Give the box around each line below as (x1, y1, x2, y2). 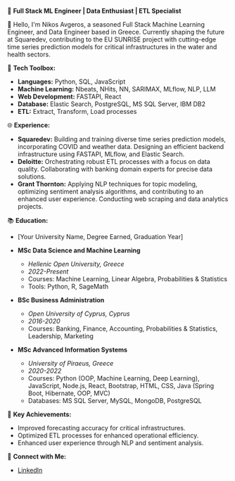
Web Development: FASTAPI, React (17, 92, 122, 101)
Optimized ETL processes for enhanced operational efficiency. (17, 431, 199, 440)
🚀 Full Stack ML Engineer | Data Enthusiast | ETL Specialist (7, 7, 182, 15)
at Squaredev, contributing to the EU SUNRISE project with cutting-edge (7, 35, 217, 44)
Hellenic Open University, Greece (27, 260, 125, 268)
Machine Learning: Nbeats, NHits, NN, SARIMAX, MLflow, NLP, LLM (17, 85, 216, 93)
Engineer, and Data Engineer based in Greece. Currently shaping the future (7, 28, 225, 36)
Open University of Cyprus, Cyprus (27, 309, 130, 318)
